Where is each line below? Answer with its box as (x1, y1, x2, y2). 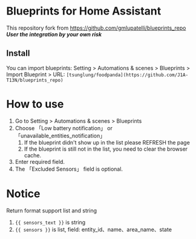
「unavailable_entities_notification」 (15, 132, 106, 139)
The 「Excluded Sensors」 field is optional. (15, 165, 123, 172)
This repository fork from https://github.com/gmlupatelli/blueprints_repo (6, 24, 186, 31)
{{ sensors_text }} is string (15, 218, 86, 226)
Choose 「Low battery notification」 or (15, 124, 113, 131)
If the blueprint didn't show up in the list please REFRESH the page (24, 139, 191, 146)
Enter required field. (15, 158, 65, 165)
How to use (6, 97, 64, 111)
